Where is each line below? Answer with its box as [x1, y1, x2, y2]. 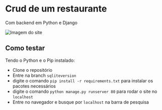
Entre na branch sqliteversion [12, 72, 76, 78]
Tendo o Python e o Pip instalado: [5, 57, 75, 63]
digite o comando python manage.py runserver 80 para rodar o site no [12, 88, 157, 94]
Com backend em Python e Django [5, 20, 78, 26]
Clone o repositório [12, 67, 53, 73]
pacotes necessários [12, 83, 56, 89]
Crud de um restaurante [5, 3, 107, 15]
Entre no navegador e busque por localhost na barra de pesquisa [12, 99, 149, 105]
